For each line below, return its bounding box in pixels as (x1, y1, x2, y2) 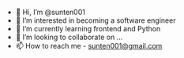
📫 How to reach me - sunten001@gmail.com (15, 42, 163, 50)
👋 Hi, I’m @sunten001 (15, 8, 85, 16)
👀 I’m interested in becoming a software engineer (15, 16, 176, 25)
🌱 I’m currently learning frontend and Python (15, 24, 161, 33)
